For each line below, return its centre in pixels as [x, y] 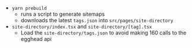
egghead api [36, 39]
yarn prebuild [29, 8]
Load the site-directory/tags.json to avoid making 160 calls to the [103, 33]
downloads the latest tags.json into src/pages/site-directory [97, 20]
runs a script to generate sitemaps [63, 14]
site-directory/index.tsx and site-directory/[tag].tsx [82, 26]
